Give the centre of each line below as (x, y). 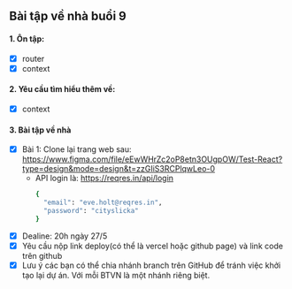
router (33, 58)
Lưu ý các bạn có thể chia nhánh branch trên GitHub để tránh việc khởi (151, 265)
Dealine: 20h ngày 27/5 (65, 236)
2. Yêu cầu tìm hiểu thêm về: (62, 89)
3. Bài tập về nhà (40, 130)
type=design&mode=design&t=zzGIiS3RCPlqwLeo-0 (118, 169)
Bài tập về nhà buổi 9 (68, 16)
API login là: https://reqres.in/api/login (104, 179)
